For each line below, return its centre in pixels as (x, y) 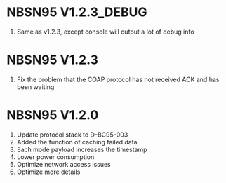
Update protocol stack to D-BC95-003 (72, 135)
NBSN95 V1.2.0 (53, 115)
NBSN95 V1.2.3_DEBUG (77, 12)
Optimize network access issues (64, 164)
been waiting (35, 87)
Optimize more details (48, 172)
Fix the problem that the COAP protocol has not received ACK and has (118, 79)
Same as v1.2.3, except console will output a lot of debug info (105, 32)
